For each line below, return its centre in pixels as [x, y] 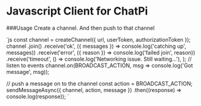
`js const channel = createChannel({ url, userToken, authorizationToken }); [98, 39]
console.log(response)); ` [38, 96]
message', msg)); [28, 71]
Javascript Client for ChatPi [77, 11]
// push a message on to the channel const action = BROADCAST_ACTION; [99, 84]
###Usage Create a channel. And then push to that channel [81, 28]
